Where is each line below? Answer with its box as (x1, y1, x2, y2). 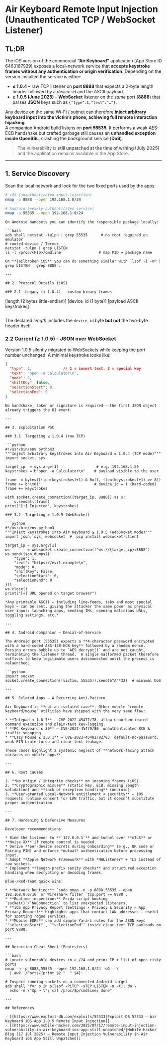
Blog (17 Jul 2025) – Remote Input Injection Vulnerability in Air (5, 1032, 148, 1037)
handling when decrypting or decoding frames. (5, 870, 103, 875)
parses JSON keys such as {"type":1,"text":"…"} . (12, 99, 117, 105)
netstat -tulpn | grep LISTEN (5, 246, 68, 251)
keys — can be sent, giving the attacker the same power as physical (5, 604, 153, 609)
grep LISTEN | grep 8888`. (5, 263, 61, 268)
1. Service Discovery (5, 170, 70, 178)
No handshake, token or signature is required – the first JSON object (5, 403, 157, 408)
